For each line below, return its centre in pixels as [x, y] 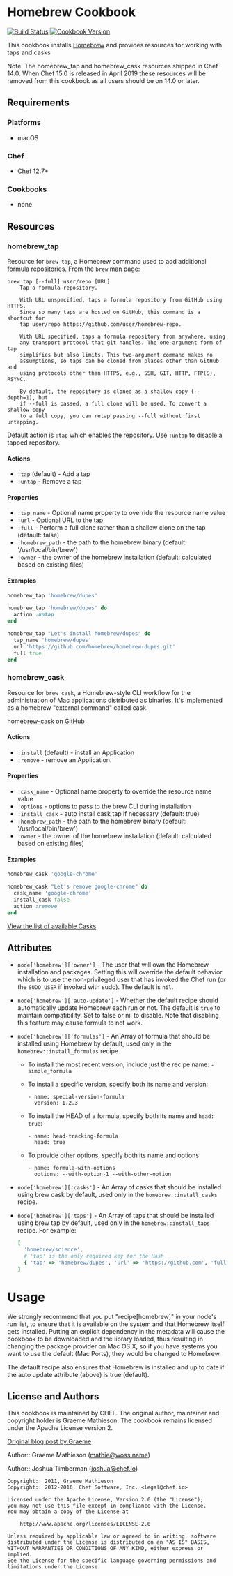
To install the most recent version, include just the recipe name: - [121, 1064]
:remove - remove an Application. [64, 760]
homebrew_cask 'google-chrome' [53, 874]
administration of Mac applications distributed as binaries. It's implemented [115, 700]
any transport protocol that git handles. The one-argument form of [121, 343]
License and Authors [53, 1397]
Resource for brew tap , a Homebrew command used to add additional [107, 261]
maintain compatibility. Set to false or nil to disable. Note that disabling [118, 1016]
